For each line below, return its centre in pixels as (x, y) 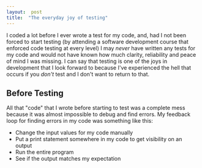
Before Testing (35, 93)
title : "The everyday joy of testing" (57, 18)
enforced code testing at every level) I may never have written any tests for (101, 48)
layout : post (24, 12)
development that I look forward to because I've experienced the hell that (99, 67)
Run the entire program (44, 152)
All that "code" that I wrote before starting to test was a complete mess (96, 108)
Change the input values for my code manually (74, 133)
